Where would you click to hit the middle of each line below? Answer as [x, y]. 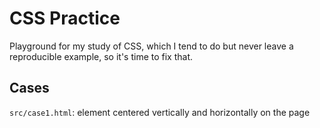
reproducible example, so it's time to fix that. [101, 56]
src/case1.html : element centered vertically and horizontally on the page [160, 112]
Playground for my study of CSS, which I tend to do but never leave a [151, 46]
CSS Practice [65, 18]
